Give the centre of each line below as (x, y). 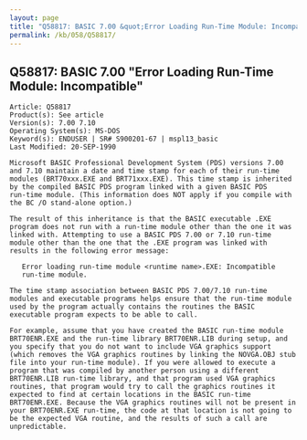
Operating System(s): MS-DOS (65, 131)
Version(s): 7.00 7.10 (53, 123)
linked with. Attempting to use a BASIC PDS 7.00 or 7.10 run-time (141, 235)
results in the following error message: (90, 251)
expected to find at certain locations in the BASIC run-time (130, 395)
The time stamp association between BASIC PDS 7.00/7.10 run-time (138, 291)
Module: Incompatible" (76, 86)
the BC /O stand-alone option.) (71, 203)
